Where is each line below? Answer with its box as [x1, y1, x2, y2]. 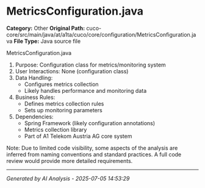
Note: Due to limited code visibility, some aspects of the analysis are [6, 144, 178, 151]
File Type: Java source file [13, 37, 81, 45]
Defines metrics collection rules [24, 99, 104, 107]
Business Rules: [15, 93, 56, 101]
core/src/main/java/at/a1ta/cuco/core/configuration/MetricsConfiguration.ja [6, 31, 196, 38]
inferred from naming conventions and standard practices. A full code [6, 151, 182, 158]
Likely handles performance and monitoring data [24, 87, 147, 94]
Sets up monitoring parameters [24, 106, 103, 114]
